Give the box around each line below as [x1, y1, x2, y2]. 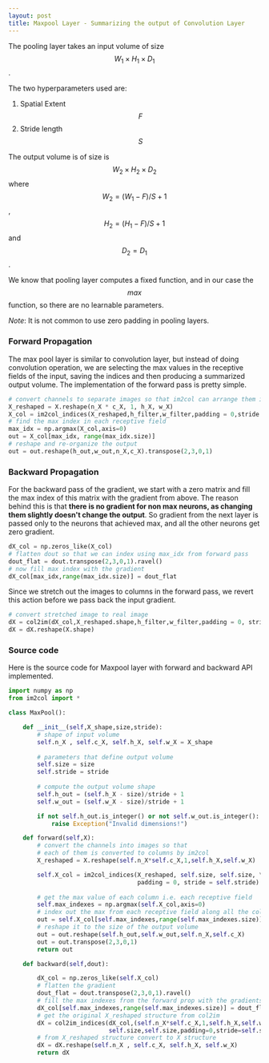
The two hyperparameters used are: [8, 83, 127, 93]
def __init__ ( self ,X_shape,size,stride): [22, 723, 163, 731]
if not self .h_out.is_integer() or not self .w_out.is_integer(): [37, 812, 260, 820]
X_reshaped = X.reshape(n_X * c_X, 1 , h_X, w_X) [8, 402, 174, 411]
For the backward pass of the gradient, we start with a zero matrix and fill [8, 485, 251, 494]
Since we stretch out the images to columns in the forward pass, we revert [8, 586, 254, 597]
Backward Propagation [8, 466, 99, 477]
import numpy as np [8, 687, 74, 695]
